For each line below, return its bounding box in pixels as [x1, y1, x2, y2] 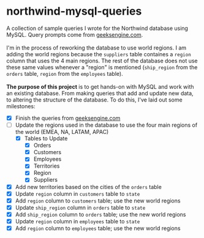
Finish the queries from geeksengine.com [15, 114, 121, 122]
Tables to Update [24, 135, 68, 142]
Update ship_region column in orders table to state [15, 204, 146, 211]
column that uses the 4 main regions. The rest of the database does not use [6, 57, 198, 64]
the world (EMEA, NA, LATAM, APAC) [15, 128, 109, 136]
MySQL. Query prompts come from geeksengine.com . [6, 31, 143, 38]
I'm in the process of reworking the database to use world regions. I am [6, 44, 187, 51]
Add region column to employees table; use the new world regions [15, 225, 181, 232]
